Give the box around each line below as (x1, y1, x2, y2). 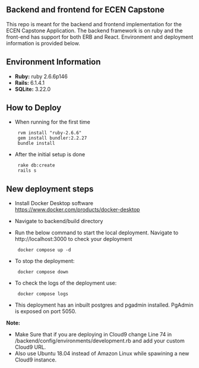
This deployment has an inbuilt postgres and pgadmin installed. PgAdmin (14, 301, 194, 309)
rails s (17, 168, 37, 174)
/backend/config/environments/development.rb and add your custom (14, 337, 185, 345)
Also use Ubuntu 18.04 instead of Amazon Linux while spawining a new (14, 350, 189, 357)
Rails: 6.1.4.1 (14, 79, 45, 86)
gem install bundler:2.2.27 (17, 135, 87, 141)
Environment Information (6, 57, 101, 67)
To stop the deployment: (14, 258, 75, 265)
